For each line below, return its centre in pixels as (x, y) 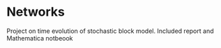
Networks (36, 12)
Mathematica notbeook (40, 38)
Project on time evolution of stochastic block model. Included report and (110, 31)
